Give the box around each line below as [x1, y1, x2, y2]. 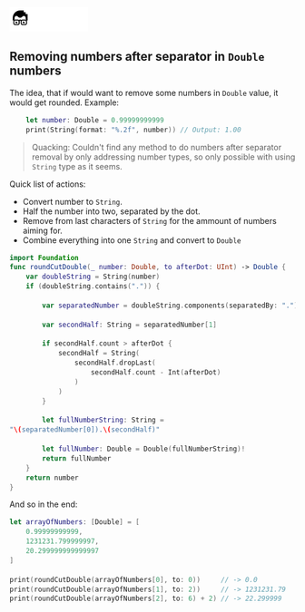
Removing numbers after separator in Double [9, 49, 265, 64]
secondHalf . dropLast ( [74, 358, 156, 368]
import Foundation [9, 253, 79, 262]
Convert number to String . [22, 196, 123, 207]
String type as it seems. [31, 160, 123, 171]
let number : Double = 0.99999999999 [25, 115, 165, 124]
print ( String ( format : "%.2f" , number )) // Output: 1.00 [25, 125, 242, 134]
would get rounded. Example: [9, 97, 120, 108]
